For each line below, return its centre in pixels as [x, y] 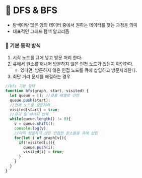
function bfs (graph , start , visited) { [47, 91]
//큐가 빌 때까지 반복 [29, 114]
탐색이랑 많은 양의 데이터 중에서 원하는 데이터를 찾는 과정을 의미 [75, 25]
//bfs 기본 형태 [20, 86]
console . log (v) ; [31, 128]
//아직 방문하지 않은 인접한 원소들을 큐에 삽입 [56, 133]
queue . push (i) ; [39, 147]
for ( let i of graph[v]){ [40, 138]
